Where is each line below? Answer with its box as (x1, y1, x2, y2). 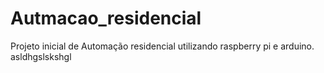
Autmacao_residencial (10, 7, 202, 30)
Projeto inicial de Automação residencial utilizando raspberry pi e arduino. (10, 40, 315, 52)
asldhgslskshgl (10, 50, 72, 62)
